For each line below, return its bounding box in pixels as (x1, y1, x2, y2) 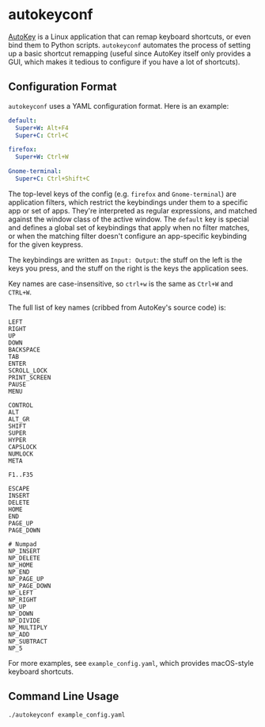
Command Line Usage (8, 690, 119, 703)
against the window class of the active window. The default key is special (8, 214, 249, 224)
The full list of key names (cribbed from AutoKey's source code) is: (8, 302, 227, 312)
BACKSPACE (8, 345, 41, 354)
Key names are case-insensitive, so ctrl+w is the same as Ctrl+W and (8, 279, 233, 288)
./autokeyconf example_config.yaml (8, 710, 126, 719)
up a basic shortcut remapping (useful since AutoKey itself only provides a (8, 48, 252, 58)
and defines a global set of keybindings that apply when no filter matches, (8, 222, 250, 232)
